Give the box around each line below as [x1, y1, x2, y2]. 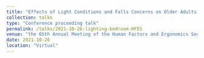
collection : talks [6, 14, 53, 21]
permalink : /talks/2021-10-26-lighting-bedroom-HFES [6, 25, 143, 32]
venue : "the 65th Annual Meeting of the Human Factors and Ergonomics [6, 31, 189, 37]
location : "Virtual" [6, 43, 59, 49]
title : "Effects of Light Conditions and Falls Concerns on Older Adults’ [6, 8, 200, 15]
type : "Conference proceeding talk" [6, 20, 99, 26]
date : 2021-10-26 [6, 37, 50, 43]
